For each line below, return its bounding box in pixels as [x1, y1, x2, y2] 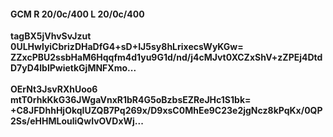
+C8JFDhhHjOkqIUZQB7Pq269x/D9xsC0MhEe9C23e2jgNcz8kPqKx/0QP [10, 105, 323, 117]
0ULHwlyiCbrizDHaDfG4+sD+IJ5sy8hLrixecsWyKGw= [10, 41, 244, 53]
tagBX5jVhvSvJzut [10, 30, 92, 42]
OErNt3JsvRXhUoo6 [10, 83, 98, 95]
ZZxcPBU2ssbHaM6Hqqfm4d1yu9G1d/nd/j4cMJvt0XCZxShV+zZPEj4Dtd [10, 51, 323, 64]
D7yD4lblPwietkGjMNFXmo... [10, 62, 137, 74]
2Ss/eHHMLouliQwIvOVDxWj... [10, 115, 144, 127]
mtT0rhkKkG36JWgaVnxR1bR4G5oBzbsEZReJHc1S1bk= [10, 94, 252, 106]
